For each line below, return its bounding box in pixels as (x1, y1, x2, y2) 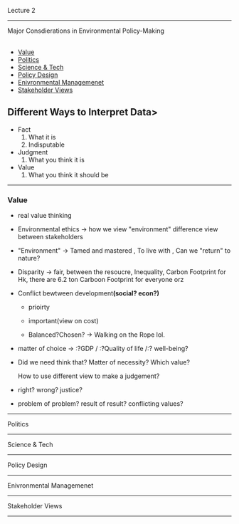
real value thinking (17, 211, 73, 220)
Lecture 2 (7, 6, 36, 14)
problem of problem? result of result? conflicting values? (17, 399, 184, 408)
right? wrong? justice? (17, 386, 83, 394)
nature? (17, 254, 41, 263)
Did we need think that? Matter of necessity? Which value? (17, 358, 191, 367)
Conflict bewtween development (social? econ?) (17, 289, 160, 298)
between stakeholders (17, 233, 83, 241)
